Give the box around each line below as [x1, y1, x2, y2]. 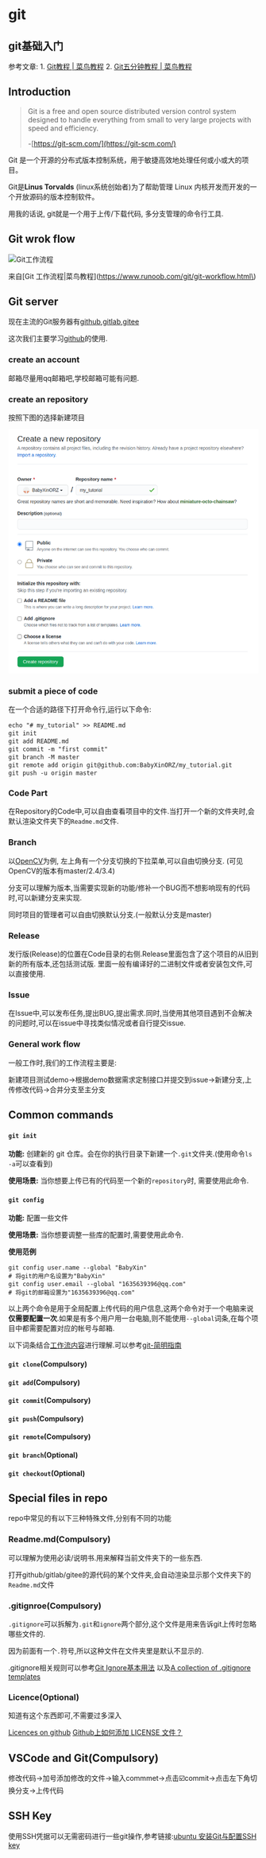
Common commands [8, 1108, 114, 1122]
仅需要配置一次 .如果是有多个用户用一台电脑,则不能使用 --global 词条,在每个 [8, 1314, 252, 1324]
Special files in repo [8, 1491, 108, 1505]
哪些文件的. [8, 1629, 46, 1638]
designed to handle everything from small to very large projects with [27, 115, 252, 124]
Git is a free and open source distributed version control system [27, 106, 237, 116]
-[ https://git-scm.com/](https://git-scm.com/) [27, 138, 176, 148]
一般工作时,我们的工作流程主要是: [8, 1058, 118, 1067]
